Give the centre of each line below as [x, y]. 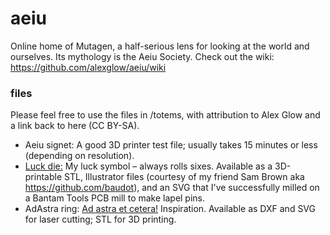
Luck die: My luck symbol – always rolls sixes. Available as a [148, 166]
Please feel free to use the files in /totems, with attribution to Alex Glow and [165, 115]
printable [43, 177]
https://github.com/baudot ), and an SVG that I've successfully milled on [172, 188]
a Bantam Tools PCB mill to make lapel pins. [115, 198]
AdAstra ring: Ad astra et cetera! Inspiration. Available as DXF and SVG [170, 209]
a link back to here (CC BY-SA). [75, 126]
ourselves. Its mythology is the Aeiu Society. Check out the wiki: [142, 56]
